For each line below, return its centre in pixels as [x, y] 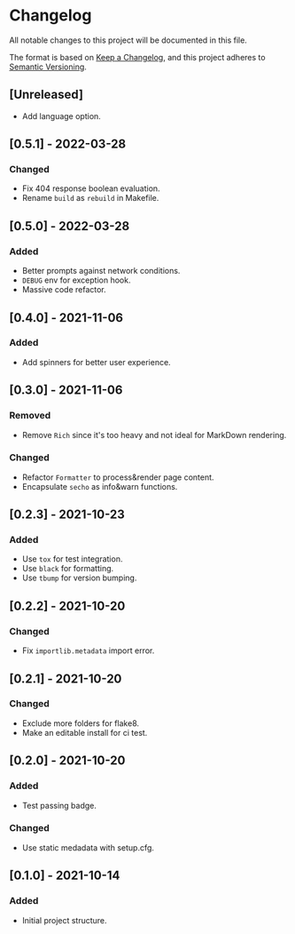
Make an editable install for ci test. [85, 732]
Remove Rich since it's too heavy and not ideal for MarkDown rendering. [154, 435]
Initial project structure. [65, 920]
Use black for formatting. [68, 569]
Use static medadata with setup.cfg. [88, 847]
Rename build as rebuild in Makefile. [90, 198]
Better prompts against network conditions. [101, 271]
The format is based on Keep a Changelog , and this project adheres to [137, 57]
